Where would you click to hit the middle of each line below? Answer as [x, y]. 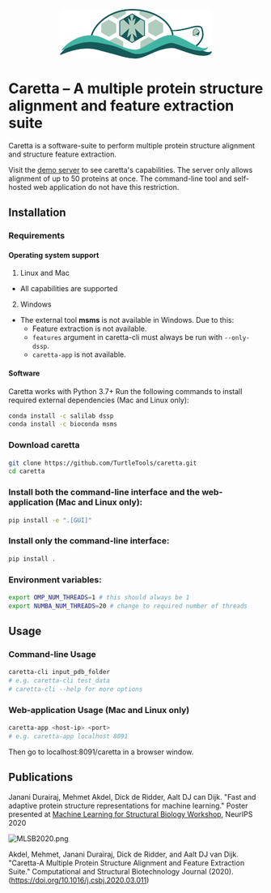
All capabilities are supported [69, 289]
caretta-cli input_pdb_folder [59, 672]
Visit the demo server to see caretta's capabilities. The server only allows [131, 170]
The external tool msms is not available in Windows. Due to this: [127, 320]
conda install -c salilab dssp [61, 416]
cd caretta [27, 471]
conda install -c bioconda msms [63, 424]
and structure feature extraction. [63, 154]
